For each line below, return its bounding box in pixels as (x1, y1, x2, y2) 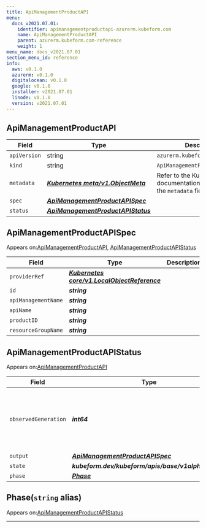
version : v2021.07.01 (12, 100, 67, 106)
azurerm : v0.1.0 (12, 72, 53, 78)
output (9, 453, 29, 460)
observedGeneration (9, 416, 66, 423)
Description (166, 258, 202, 267)
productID (9, 317, 38, 324)
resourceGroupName (9, 327, 63, 334)
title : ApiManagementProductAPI (6, 9, 89, 15)
